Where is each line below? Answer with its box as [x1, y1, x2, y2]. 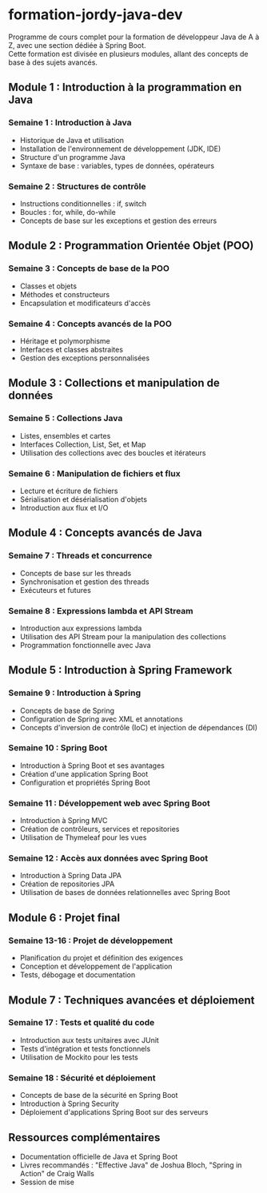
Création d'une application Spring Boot [19, 769, 149, 778]
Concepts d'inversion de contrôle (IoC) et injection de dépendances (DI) [19, 722, 258, 732]
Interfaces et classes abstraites [19, 344, 124, 354]
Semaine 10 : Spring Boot [8, 742, 108, 754]
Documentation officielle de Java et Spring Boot [19, 1151, 178, 1161]
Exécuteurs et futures [19, 585, 92, 595]
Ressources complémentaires [8, 1131, 161, 1144]
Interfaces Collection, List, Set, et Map [19, 439, 146, 449]
